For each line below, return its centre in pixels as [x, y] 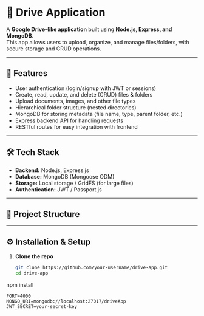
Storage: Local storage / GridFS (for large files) [74, 183]
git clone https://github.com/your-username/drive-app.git [91, 268]
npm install [20, 284]
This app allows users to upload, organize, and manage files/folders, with [98, 42]
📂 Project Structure [43, 214]
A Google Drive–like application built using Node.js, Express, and [89, 29]
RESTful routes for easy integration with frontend [76, 126]
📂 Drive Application [56, 12]
